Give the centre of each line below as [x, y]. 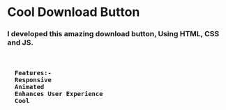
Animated [29, 87]
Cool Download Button [74, 12]
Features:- [33, 73]
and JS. [20, 42]
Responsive [33, 80]
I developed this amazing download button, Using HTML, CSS [113, 34]
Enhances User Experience [59, 94]
